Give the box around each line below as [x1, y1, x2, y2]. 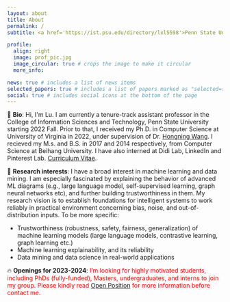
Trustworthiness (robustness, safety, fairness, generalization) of [16, 224, 199, 232]
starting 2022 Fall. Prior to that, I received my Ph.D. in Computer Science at [7, 125, 219, 133]
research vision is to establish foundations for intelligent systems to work [7, 196, 214, 205]
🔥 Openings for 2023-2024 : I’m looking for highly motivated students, [7, 266, 207, 275]
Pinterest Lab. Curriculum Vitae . [7, 154, 97, 163]
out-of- [178, 204, 199, 212]
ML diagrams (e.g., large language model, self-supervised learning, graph [7, 182, 216, 190]
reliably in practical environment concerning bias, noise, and [7, 204, 177, 212]
